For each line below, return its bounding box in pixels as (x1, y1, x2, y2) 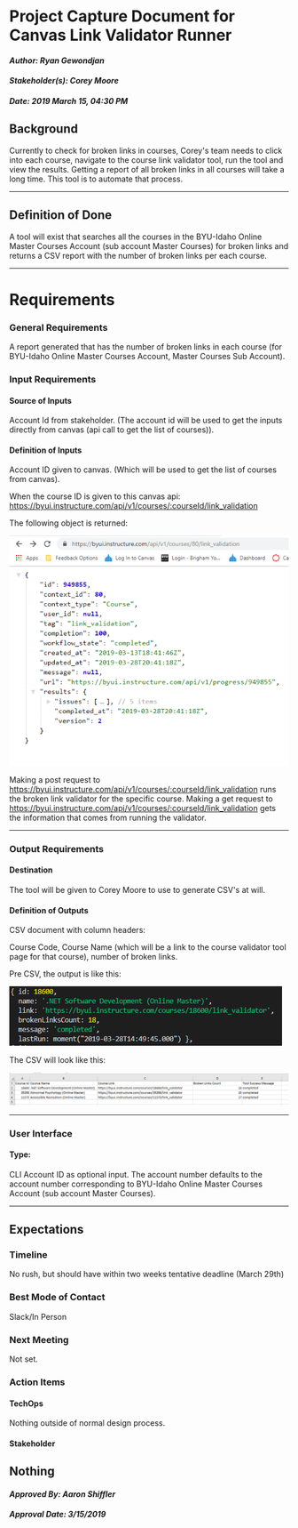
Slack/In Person (9, 1311, 67, 1322)
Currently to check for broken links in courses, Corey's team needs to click (9, 145, 283, 156)
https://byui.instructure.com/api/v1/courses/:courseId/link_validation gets (9, 802, 277, 813)
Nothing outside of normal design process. (9, 1418, 166, 1428)
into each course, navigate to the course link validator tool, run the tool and (9, 154, 284, 165)
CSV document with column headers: (9, 925, 146, 936)
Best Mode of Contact (9, 1291, 106, 1304)
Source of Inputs (9, 395, 73, 406)
